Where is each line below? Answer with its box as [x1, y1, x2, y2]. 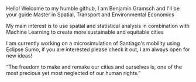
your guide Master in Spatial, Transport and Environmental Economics [6, 11, 174, 18]
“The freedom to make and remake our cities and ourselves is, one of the [6, 63, 183, 70]
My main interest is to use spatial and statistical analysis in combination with [6, 23, 190, 29]
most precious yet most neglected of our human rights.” [6, 70, 141, 76]
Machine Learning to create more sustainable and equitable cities [6, 28, 164, 35]
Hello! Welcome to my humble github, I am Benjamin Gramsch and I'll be [6, 5, 180, 12]
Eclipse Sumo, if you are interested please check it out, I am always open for [6, 46, 190, 53]
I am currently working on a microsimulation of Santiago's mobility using [6, 40, 180, 47]
